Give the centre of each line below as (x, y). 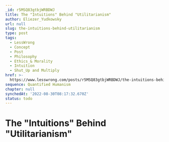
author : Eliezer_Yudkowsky (33, 19)
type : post (17, 33)
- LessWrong (22, 43)
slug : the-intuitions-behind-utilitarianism (53, 29)
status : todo (19, 98)
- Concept (20, 47)
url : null (16, 24)
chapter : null (20, 89)
